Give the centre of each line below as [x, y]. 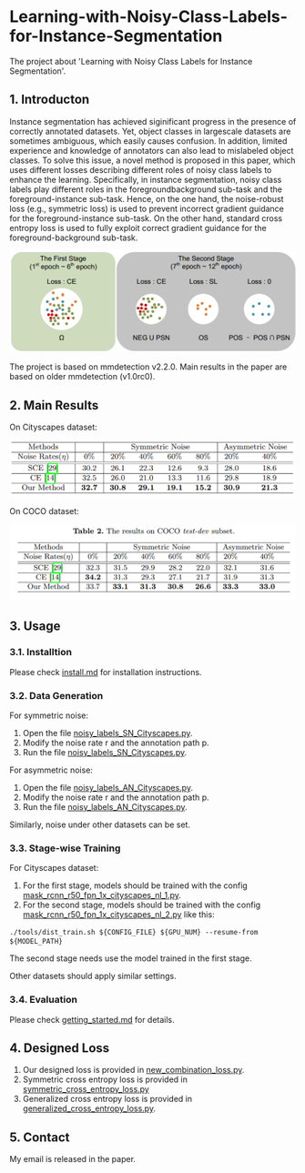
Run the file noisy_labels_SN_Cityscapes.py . [105, 752]
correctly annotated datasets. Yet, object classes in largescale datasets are [150, 131]
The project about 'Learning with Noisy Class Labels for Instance [131, 61]
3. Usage [35, 627]
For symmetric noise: [49, 715]
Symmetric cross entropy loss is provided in [105, 1079]
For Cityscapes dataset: [54, 868]
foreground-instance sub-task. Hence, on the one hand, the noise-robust [147, 198]
